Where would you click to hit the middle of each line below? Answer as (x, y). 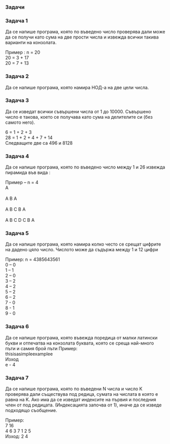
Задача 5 (17, 233)
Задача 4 (17, 156)
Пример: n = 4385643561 (32, 259)
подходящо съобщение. (31, 410)
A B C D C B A (20, 220)
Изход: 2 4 (17, 436)
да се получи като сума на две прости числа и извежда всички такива (82, 37)
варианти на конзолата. (31, 43)
